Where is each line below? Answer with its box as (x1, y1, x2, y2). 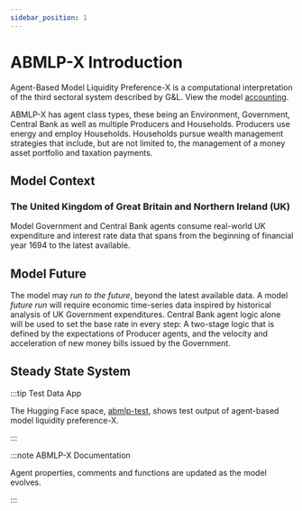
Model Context (10, 173, 96, 188)
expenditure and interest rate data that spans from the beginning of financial (10, 231, 294, 242)
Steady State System (10, 364, 132, 379)
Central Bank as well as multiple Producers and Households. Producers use (10, 118, 291, 129)
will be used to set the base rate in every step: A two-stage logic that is (10, 319, 274, 330)
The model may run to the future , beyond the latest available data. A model (10, 290, 288, 301)
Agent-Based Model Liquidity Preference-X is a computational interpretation (10, 82, 293, 93)
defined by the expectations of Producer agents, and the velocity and (10, 328, 269, 339)
